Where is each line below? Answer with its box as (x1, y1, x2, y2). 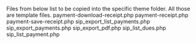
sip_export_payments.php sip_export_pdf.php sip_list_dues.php (6, 24, 167, 31)
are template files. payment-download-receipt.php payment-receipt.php (6, 11, 189, 19)
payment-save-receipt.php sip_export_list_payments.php (6, 18, 151, 25)
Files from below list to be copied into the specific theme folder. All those (6, 5, 190, 12)
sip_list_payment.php (6, 31, 60, 38)
